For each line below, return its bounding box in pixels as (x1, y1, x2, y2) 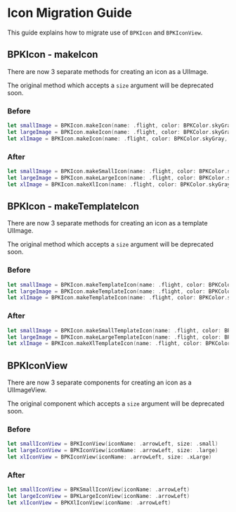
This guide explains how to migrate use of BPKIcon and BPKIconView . (7, 28, 203, 37)
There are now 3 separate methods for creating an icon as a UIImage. (7, 67, 209, 75)
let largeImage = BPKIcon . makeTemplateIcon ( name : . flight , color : (7, 287, 206, 295)
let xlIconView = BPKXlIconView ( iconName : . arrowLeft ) (7, 499, 171, 506)
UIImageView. (7, 386, 47, 394)
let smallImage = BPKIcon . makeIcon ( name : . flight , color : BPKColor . (7, 122, 212, 130)
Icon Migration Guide (7, 5, 132, 21)
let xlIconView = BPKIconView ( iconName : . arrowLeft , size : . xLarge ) (7, 454, 212, 461)
